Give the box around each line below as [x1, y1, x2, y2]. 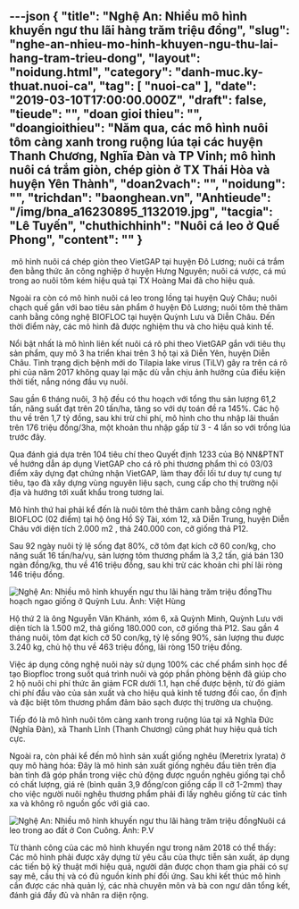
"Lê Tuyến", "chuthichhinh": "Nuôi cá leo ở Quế [9, 218, 280, 233]
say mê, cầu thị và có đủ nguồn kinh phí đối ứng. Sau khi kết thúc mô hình [9, 871, 281, 881]
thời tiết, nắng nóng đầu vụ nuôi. [9, 376, 129, 387]
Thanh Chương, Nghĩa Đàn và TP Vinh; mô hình [9, 148, 277, 164]
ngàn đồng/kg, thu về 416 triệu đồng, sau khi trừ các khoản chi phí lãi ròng [9, 560, 283, 570]
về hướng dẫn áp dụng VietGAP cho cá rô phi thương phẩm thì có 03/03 [9, 458, 274, 469]
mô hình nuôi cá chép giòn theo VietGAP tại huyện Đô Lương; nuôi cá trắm [11, 256, 285, 266]
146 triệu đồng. [9, 568, 65, 579]
